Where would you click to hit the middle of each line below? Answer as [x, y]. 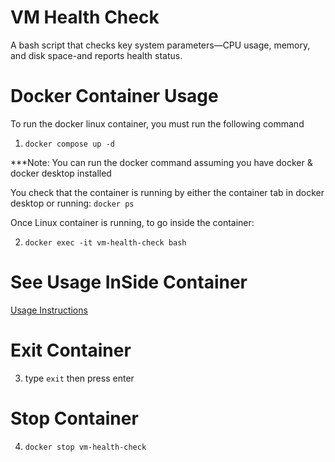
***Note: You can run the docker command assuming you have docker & [161, 162]
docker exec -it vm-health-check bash [105, 242]
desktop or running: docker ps [72, 203]
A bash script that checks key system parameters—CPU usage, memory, [160, 45]
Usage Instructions [49, 310]
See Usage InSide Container [129, 282]
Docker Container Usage [114, 96]
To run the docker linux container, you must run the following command [157, 123]
